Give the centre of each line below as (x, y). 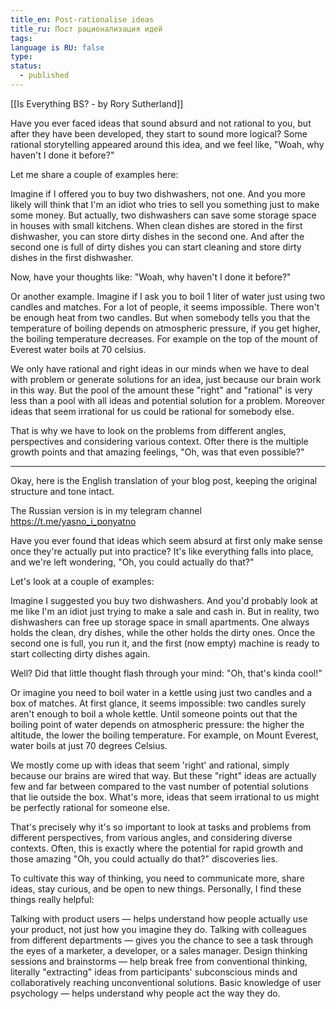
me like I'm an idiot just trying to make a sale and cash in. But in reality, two (165, 611)
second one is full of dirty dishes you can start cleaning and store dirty (156, 247)
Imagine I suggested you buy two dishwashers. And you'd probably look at (164, 600)
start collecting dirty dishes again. (80, 653)
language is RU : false (57, 47)
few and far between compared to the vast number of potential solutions (159, 786)
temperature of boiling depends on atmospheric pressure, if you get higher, (165, 328)
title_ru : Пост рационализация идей (86, 29)
